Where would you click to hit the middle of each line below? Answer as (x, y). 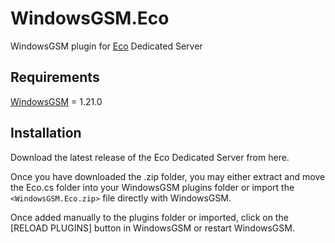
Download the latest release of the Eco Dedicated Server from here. (150, 157)
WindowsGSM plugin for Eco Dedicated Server (106, 46)
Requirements (55, 77)
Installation (46, 133)
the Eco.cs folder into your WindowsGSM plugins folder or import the (152, 187)
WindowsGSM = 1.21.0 (56, 101)
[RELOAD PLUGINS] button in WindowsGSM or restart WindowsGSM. (152, 228)
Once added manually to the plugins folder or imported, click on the (149, 217)
